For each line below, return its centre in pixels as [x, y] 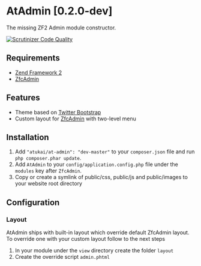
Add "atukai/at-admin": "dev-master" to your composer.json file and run [105, 152]
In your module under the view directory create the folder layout [94, 250]
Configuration [33, 202]
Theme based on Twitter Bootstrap [58, 112]
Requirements [33, 58]
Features [23, 98]
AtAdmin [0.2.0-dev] [59, 11]
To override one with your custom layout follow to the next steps [86, 239]
